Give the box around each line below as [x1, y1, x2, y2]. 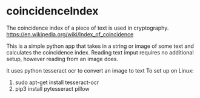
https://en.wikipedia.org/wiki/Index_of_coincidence [6, 30, 134, 38]
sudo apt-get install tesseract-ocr [15, 79, 99, 86]
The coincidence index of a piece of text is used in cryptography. [6, 24, 169, 31]
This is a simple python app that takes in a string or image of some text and [6, 42, 194, 50]
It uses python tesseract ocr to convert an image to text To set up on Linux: [6, 67, 194, 74]
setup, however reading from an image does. [6, 55, 119, 62]
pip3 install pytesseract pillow [15, 85, 90, 92]
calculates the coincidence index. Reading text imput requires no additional [6, 48, 194, 56]
